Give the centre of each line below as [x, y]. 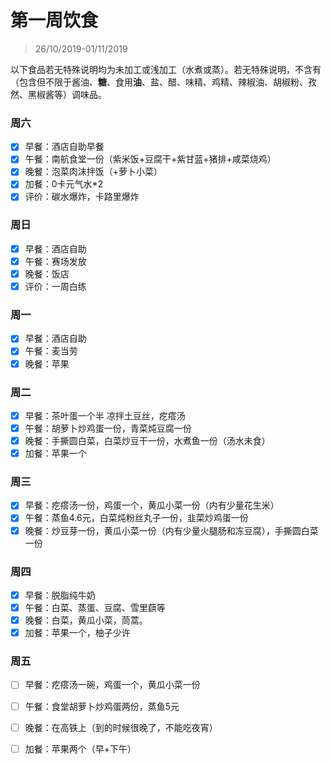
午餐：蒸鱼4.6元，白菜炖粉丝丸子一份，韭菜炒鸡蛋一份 [136, 518]
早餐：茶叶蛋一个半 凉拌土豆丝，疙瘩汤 [105, 415]
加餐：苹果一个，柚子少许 [77, 633]
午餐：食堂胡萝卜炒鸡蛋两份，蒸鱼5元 [102, 706]
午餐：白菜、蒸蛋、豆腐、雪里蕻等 [95, 607]
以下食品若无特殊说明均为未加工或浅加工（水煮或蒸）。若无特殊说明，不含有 [166, 69]
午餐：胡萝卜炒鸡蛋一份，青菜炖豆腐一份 [108, 428]
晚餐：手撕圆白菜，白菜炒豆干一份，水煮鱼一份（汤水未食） [147, 440]
